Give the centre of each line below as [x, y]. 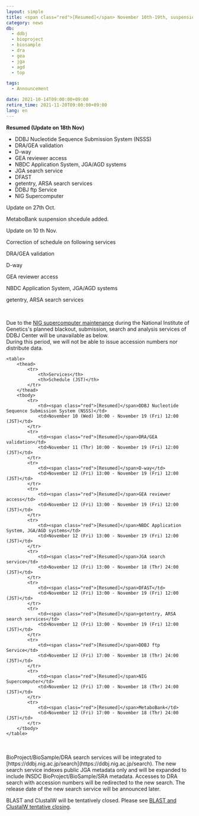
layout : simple [25, 12]
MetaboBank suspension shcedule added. [57, 219]
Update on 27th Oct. [31, 207]
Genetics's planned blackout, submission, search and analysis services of [96, 329]
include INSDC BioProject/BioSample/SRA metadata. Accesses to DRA [92, 776]
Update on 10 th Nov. [32, 230]
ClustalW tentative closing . [39, 806]
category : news [25, 23]
